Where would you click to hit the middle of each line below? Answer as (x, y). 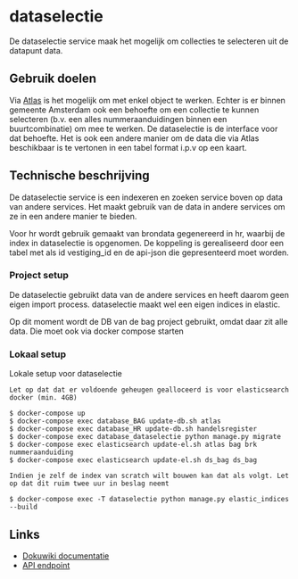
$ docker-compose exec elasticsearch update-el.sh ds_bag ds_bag (133, 460)
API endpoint (46, 565)
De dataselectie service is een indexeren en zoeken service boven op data (146, 197)
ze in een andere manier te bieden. (73, 216)
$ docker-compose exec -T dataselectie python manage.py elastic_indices (149, 500)
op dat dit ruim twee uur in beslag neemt (89, 484)
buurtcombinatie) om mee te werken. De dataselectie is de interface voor (144, 128)
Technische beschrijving (79, 176)
